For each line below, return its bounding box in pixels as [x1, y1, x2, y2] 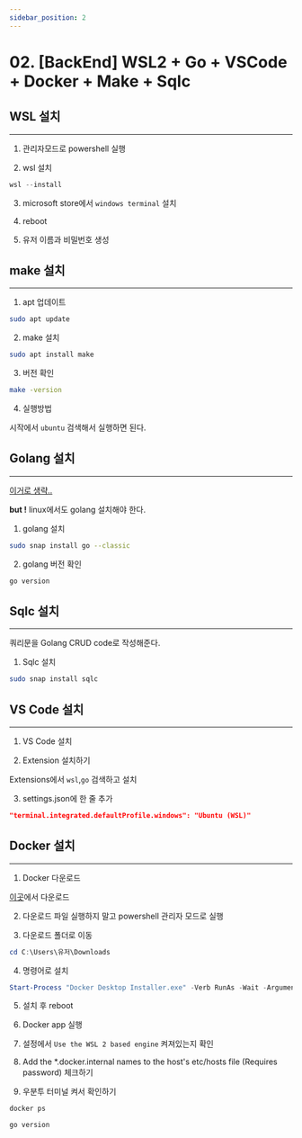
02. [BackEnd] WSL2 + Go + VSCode [9, 51, 288, 72]
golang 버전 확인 [22, 559, 83, 569]
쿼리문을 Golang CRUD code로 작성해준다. [9, 638, 161, 649]
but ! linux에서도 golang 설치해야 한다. [9, 504, 147, 515]
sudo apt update [9, 315, 70, 324]
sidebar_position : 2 [9, 13, 87, 22]
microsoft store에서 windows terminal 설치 [22, 197, 177, 208]
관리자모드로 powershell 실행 [22, 143, 126, 154]
